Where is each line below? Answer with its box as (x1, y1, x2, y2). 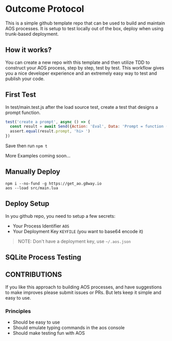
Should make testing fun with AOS (12, 330, 85, 336)
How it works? (5, 46, 52, 54)
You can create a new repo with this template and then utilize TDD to (5, 59, 150, 65)
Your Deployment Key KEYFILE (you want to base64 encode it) (12, 228, 143, 234)
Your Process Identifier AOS (12, 223, 70, 229)
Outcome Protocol (5, 3, 84, 15)
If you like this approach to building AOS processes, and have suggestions (5, 284, 162, 290)
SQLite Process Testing (5, 253, 81, 262)
